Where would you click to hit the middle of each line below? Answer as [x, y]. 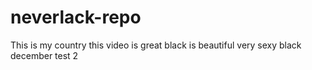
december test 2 [44, 55]
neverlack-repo [76, 17]
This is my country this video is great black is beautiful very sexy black [156, 45]
